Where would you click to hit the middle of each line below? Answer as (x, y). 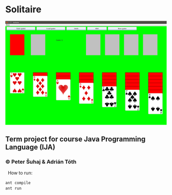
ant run (14, 188)
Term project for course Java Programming (76, 139)
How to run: (20, 173)
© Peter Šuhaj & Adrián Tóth (41, 162)
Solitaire (24, 9)
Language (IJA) (30, 147)
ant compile (18, 183)
